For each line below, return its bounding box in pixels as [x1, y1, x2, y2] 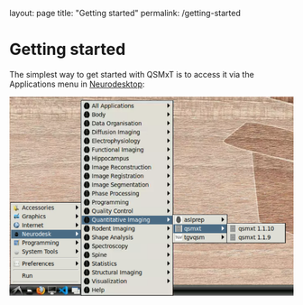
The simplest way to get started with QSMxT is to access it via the [9, 69, 254, 79]
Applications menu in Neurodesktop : [9, 79, 145, 89]
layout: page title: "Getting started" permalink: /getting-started [9, 8, 241, 18]
